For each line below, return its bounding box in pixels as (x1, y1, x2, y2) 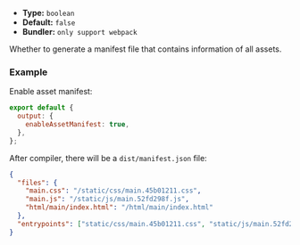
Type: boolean (21, 8, 75, 18)
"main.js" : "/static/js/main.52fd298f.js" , (25, 195, 190, 204)
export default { (9, 103, 74, 112)
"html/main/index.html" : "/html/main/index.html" (25, 203, 214, 212)
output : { (17, 111, 54, 121)
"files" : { (17, 178, 58, 187)
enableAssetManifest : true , (25, 120, 129, 129)
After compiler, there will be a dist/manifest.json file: (9, 152, 207, 163)
